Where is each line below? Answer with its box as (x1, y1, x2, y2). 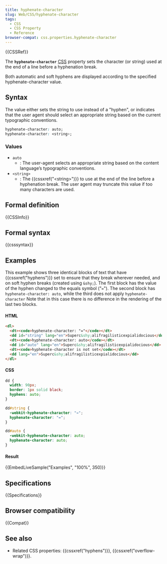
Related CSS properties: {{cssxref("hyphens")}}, (12, 548, 112, 554)
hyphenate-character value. (5, 78, 62, 85)
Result (5, 453, 19, 459)
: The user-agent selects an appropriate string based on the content (19, 160, 159, 166)
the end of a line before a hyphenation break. (5, 63, 98, 70)
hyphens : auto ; (9, 392, 41, 397)
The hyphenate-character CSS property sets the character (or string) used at (5, 58, 162, 64)
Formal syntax (5, 228, 51, 237)
